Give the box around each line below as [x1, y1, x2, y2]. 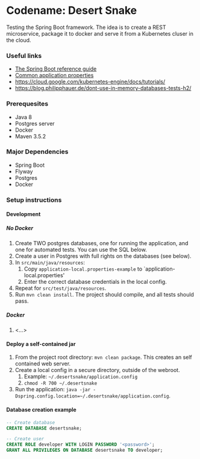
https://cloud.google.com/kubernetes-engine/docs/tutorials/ [14, 78, 166, 85]
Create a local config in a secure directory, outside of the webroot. [14, 367, 180, 374]
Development [6, 211, 41, 218]
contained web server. [14, 360, 71, 367]
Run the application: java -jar [14, 386, 91, 393]
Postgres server [14, 120, 55, 127]
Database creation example [6, 406, 77, 414]
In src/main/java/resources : [14, 259, 86, 266]
